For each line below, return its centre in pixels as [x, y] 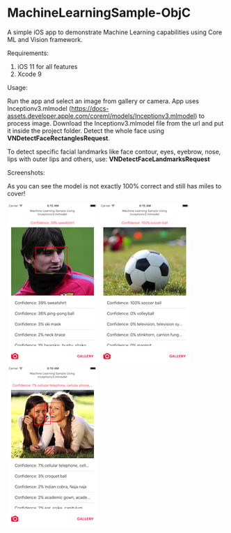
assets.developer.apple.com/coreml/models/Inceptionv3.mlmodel [101, 116]
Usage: [17, 87]
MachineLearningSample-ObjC [99, 13]
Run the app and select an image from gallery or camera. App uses [103, 101]
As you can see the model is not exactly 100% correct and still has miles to [114, 186]
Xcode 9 [29, 74]
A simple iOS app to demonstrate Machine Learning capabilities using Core [115, 32]
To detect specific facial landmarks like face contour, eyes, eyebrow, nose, [114, 151]
